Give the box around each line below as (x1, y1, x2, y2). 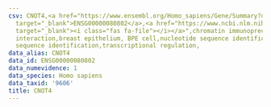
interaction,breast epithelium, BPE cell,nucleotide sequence (15, 34, 229, 43)
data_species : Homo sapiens (8, 72, 103, 80)
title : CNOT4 (8, 86, 52, 95)
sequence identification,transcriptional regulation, (15, 42, 200, 50)
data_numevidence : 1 (8, 64, 78, 72)
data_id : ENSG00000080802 (8, 57, 95, 65)
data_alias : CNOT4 (8, 49, 70, 57)
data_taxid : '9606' (8, 79, 74, 87)
